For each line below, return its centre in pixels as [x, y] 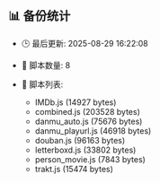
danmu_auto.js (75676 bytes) [89, 121]
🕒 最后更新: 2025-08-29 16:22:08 [85, 43]
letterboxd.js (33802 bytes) [85, 150]
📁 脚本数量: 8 [46, 65]
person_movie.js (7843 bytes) [90, 159]
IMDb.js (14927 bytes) [76, 102]
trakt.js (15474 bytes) [74, 169]
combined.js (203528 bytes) [88, 111]
